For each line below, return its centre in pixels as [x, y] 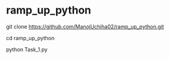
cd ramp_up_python [30, 38]
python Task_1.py [27, 49]
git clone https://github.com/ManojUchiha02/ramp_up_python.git [85, 27]
